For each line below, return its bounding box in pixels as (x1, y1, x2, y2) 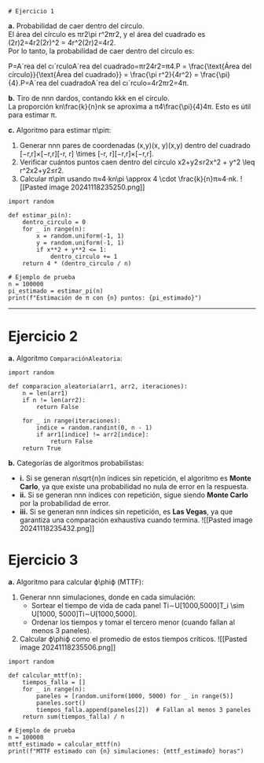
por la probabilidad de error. (19, 498, 111, 507)
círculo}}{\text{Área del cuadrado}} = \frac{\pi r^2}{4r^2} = (8, 70, 199, 79)
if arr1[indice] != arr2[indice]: (36, 430, 149, 438)
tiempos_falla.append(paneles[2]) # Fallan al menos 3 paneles (36, 706, 251, 713)
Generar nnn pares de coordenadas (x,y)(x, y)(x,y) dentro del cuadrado (19, 141, 251, 149)
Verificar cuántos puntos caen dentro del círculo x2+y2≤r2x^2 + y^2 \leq (19, 157, 255, 167)
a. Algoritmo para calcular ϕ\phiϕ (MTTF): (8, 577, 144, 586)
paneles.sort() (36, 698, 86, 707)
